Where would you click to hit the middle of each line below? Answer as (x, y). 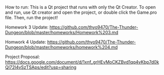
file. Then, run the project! (32, 18)
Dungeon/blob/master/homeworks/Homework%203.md (62, 32)
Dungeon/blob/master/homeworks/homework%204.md (62, 47)
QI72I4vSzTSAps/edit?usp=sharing (41, 67)
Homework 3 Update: (27, 27)
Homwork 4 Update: (26, 42)
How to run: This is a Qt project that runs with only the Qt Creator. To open (81, 7)
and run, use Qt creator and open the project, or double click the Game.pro (81, 12)
